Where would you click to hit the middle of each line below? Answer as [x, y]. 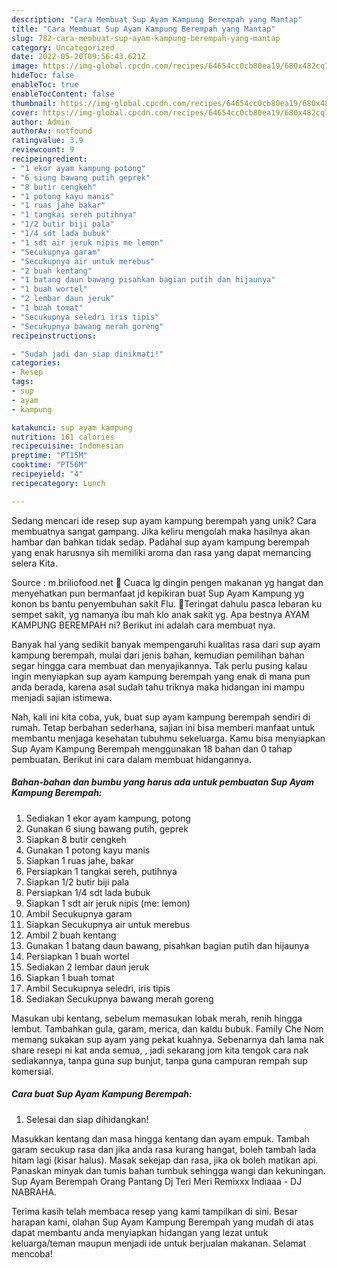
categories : [36, 363]
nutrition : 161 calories [63, 437]
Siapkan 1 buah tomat [70, 977]
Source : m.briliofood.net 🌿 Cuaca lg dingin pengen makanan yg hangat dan [167, 582]
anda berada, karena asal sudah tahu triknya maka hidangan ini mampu [158, 687]
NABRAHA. [34, 1192]
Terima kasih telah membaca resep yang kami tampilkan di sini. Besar [154, 1211]
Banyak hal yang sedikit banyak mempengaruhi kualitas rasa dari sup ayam [166, 644]
